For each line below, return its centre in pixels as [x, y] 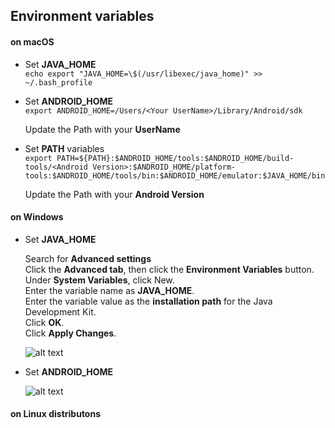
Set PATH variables [64, 148]
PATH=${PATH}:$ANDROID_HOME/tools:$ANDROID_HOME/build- [175, 158]
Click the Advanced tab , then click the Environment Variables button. [169, 269]
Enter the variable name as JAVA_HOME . [109, 290]
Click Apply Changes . [70, 333]
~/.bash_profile [58, 82]
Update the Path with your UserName [102, 129]
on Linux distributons [56, 414]
